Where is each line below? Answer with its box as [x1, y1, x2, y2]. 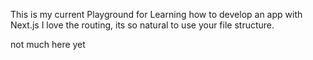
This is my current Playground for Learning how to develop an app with [10, 9, 303, 20]
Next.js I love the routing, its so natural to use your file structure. [10, 19, 275, 31]
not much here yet [10, 39, 86, 50]
